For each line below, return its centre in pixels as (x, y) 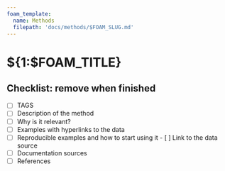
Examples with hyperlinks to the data (71, 129)
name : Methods (34, 21)
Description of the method (55, 114)
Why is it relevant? (44, 121)
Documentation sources (52, 153)
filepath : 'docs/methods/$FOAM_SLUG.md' (73, 27)
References (34, 161)
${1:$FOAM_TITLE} (64, 62)
